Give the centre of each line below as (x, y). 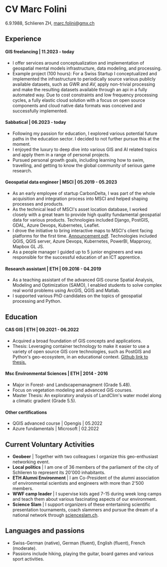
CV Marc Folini (36, 9)
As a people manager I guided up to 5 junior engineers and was (78, 252)
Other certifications (26, 412)
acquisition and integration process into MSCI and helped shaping (80, 199)
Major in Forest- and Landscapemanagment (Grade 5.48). (72, 385)
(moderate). (25, 548)
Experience (23, 39)
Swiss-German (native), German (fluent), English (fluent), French (79, 543)
